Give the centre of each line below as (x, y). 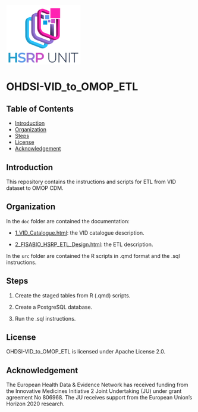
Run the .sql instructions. (45, 318)
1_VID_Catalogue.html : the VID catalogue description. (79, 233)
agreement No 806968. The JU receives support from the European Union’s (99, 398)
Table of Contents (40, 109)
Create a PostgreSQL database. (54, 307)
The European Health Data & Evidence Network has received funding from (97, 385)
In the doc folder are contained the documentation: (68, 221)
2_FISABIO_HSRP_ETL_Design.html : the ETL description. (84, 244)
